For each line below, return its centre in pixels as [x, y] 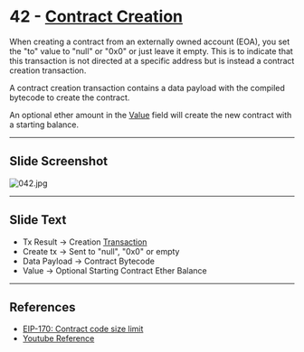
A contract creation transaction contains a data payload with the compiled [147, 88]
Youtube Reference [58, 338]
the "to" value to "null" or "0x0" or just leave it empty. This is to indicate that [152, 51]
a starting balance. [44, 125]
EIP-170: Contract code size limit [83, 329]
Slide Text [38, 220]
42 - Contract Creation [96, 17]
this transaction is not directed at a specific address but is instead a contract [152, 60]
